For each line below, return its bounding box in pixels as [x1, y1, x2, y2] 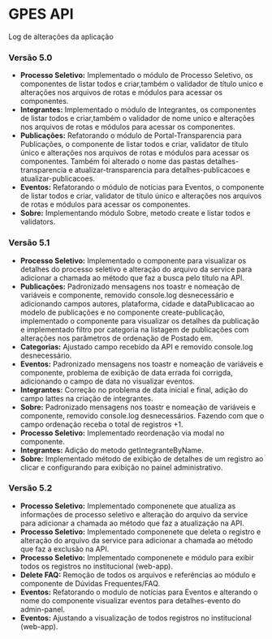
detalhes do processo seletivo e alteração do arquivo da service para [19, 264, 253, 274]
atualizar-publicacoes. [19, 174, 96, 183]
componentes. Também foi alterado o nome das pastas [19, 157, 205, 166]
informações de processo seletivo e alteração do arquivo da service [19, 509, 248, 519]
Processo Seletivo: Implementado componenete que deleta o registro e [19, 526, 261, 536]
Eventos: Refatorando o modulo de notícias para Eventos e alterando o [19, 587, 258, 597]
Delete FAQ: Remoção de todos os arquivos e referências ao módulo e [19, 569, 257, 580]
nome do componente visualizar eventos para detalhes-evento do [19, 595, 241, 605]
